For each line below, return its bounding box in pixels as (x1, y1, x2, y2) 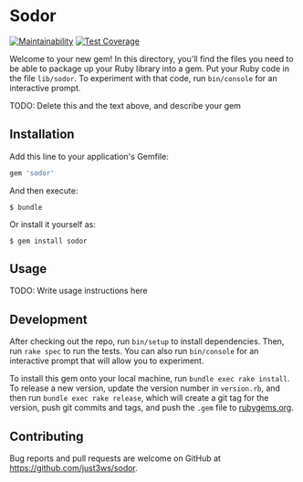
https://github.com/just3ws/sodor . (9, 463, 139, 474)
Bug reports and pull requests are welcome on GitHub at (9, 453, 222, 464)
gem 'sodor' (9, 168, 55, 178)
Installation (9, 127, 75, 142)
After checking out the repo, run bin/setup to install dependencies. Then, (9, 336, 285, 347)
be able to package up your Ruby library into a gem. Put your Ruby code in (9, 63, 290, 74)
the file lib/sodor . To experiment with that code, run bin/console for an (9, 72, 277, 83)
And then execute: (9, 184, 78, 196)
